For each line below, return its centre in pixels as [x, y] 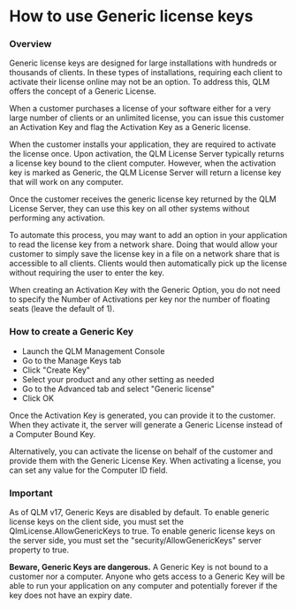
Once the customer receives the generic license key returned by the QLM [143, 199]
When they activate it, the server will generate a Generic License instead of [146, 424]
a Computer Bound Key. [52, 434]
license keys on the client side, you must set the [96, 522]
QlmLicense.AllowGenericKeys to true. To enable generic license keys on [142, 531]
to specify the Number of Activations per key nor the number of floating [140, 299]
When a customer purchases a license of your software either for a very [140, 109]
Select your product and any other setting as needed [118, 379]
